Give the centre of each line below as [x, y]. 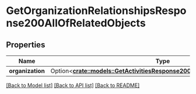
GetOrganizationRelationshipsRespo [96, 11]
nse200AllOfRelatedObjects [76, 23]
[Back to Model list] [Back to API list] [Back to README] [73, 85]
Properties [26, 45]
